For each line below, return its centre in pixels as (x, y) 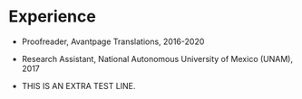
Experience (52, 17)
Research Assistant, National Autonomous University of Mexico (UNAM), (157, 58)
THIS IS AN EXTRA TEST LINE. (78, 85)
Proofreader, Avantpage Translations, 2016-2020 (113, 41)
